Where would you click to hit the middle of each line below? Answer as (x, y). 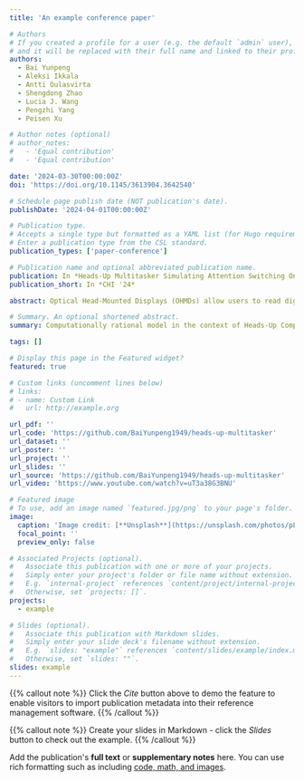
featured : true (38, 366)
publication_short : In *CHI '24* (72, 284)
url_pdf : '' (32, 425)
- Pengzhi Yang (46, 110)
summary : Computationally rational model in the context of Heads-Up (143, 326)
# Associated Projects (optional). (76, 558)
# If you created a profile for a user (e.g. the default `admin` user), (152, 43)
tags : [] (26, 342)
